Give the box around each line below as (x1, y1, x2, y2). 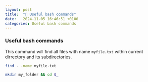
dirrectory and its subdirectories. (5, 54, 72, 60)
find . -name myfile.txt (5, 63, 56, 68)
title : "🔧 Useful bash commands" (5, 12, 77, 17)
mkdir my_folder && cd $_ (5, 72, 58, 77)
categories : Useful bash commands (5, 21, 77, 26)
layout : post (5, 7, 32, 12)
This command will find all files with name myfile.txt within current (5, 48, 144, 54)
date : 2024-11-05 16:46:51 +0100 (5, 16, 79, 21)
